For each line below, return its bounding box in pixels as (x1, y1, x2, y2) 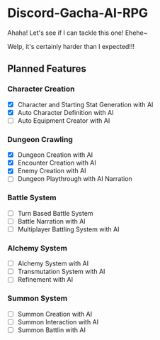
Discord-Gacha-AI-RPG (7, 5, 149, 21)
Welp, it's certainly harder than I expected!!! (7, 42, 135, 50)
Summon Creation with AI (17, 309, 93, 318)
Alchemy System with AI (17, 259, 89, 268)
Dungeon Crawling (7, 134, 73, 144)
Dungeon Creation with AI (17, 150, 93, 159)
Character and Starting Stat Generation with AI (17, 100, 154, 109)
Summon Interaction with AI (17, 317, 99, 326)
